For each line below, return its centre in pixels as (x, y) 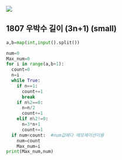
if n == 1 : (27, 86)
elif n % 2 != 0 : (33, 119)
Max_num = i (29, 146)
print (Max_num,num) (30, 152)
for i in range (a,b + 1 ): (35, 64)
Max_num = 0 (18, 59)
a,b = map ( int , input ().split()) (43, 42)
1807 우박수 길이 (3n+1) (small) (62, 29)
